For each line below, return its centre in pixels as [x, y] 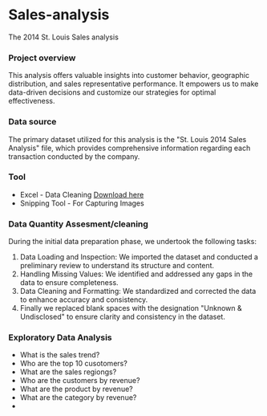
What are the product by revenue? [77, 389]
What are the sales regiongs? [68, 372]
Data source [32, 122]
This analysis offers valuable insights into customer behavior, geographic [129, 75]
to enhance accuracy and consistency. [84, 300]
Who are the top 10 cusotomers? [74, 364]
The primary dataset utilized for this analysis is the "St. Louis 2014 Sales [127, 139]
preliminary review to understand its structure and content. [117, 266]
